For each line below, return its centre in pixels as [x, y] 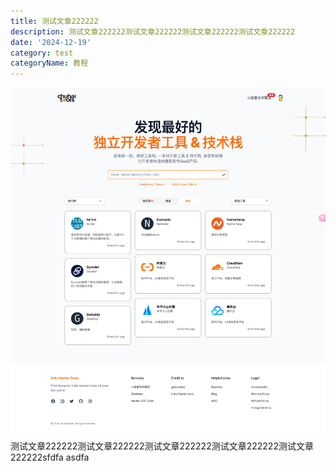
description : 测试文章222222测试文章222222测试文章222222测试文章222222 [153, 31]
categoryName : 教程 [49, 63]
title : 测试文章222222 [54, 21]
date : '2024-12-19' [51, 42]
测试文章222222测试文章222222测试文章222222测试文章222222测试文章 [162, 446]
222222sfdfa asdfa [50, 457]
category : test [42, 53]
